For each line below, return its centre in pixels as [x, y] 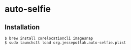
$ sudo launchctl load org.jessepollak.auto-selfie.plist [65, 43]
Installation [22, 27]
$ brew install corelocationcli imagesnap [49, 38]
